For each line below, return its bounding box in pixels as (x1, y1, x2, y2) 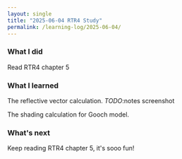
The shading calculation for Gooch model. (7, 110, 129, 119)
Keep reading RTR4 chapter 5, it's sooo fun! (7, 144, 135, 153)
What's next (7, 128, 51, 138)
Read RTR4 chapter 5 (7, 63, 70, 71)
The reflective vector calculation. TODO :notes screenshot (7, 96, 175, 105)
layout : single (7, 10, 52, 18)
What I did (7, 47, 44, 57)
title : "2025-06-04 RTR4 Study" (7, 17, 102, 24)
